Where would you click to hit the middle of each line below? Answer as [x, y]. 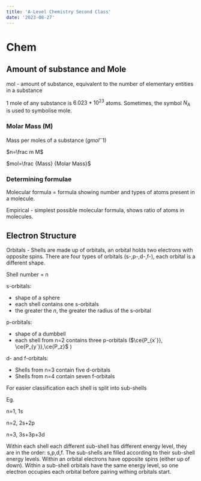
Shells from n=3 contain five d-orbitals [63, 370]
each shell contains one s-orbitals [57, 304]
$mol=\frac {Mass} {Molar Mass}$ [49, 164]
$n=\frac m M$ [25, 152]
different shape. [26, 263]
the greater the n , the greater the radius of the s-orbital [83, 311]
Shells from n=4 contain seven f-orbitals [65, 376]
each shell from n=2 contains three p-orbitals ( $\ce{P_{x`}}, [89, 340]
